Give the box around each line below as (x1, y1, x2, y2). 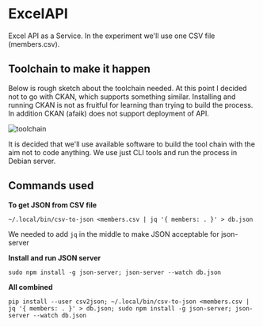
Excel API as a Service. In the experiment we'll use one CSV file (8, 31, 215, 40)
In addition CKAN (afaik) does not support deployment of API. (8, 108, 210, 118)
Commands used (8, 179, 94, 192)
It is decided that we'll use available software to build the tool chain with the (8, 139, 256, 149)
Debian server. (8, 156, 56, 165)
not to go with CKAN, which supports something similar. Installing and (8, 92, 236, 101)
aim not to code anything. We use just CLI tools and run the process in (8, 147, 238, 157)
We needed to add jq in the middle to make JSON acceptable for (8, 229, 219, 238)
